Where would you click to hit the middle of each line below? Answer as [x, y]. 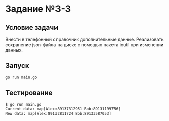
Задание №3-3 [38, 9]
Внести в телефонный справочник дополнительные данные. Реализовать [84, 39]
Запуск [17, 66]
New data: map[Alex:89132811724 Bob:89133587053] [59, 114]
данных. [14, 50]
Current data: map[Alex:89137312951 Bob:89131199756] [63, 109]
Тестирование [29, 93]
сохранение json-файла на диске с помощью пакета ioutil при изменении [84, 45]
